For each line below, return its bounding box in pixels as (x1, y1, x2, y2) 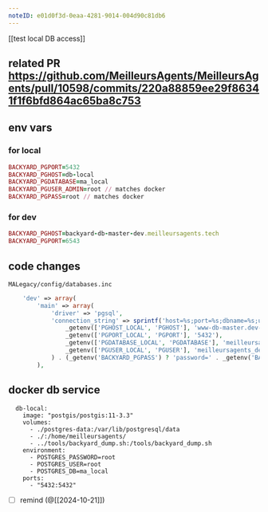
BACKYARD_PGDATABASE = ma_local (8, 178, 109, 186)
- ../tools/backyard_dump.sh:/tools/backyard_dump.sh (29, 439, 213, 447)
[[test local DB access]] (8, 33, 86, 43)
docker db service (8, 384, 100, 397)
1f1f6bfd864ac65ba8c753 (8, 94, 141, 108)
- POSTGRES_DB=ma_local (29, 467, 109, 475)
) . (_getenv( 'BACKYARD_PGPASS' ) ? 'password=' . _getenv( (50, 353, 251, 361)
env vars (8, 121, 53, 135)
